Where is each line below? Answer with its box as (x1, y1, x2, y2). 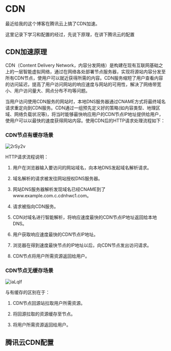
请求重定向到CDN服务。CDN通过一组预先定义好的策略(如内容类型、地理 (5, 105, 156, 111)
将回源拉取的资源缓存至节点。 (12, 311, 75, 317)
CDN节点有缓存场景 (5, 131, 53, 138)
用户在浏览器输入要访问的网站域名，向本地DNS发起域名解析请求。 (12, 165, 152, 171)
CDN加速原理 (5, 48, 47, 56)
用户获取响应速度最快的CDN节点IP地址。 (12, 231, 98, 238)
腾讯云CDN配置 (5, 338, 54, 346)
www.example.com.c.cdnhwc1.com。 (12, 193, 92, 199)
